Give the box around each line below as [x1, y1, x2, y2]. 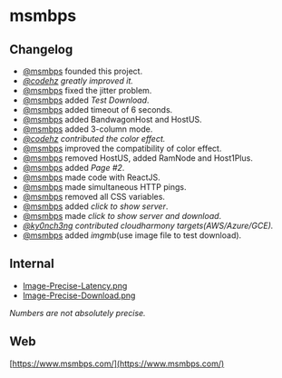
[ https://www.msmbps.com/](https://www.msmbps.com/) [9, 358, 225, 369]
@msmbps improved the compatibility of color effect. [22, 143, 222, 154]
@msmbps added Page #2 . [22, 163, 125, 173]
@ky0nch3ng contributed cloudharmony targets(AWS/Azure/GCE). [22, 220, 274, 231]
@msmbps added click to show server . [22, 201, 169, 212]
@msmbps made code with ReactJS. [22, 172, 160, 183]
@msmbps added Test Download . [22, 94, 150, 105]
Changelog [9, 42, 73, 57]
